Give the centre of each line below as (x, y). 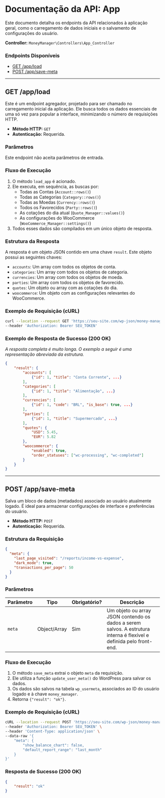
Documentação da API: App (63, 9)
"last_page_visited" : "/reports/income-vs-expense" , (69, 559)
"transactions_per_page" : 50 (44, 568)
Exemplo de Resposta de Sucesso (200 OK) (58, 338)
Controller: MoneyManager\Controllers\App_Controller (60, 42)
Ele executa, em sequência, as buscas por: (55, 187)
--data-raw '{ (20, 736)
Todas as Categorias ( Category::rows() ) (60, 197)
